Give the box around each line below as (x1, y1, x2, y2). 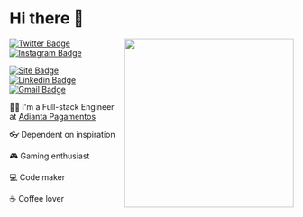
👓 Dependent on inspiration (9, 129, 115, 140)
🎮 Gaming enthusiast (9, 150, 90, 161)
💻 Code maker (9, 171, 66, 183)
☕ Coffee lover (9, 193, 65, 203)
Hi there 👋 (9, 8, 84, 29)
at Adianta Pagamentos (9, 111, 96, 122)
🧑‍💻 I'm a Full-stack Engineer (9, 101, 115, 112)
